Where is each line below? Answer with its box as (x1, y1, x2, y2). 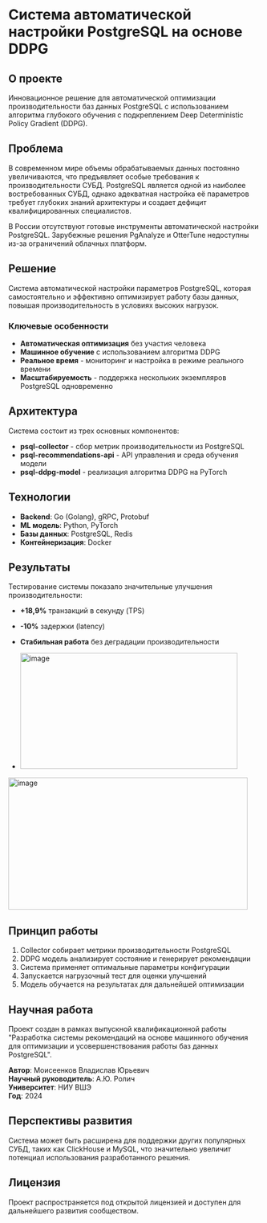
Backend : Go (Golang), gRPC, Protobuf (19, 512, 150, 522)
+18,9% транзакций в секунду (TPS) (19, 606, 145, 616)
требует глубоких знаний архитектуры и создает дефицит (8, 197, 207, 207)
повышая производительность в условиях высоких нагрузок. (8, 300, 219, 310)
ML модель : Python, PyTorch (19, 520, 119, 530)
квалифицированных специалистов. (8, 206, 132, 215)
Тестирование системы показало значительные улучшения (8, 582, 212, 591)
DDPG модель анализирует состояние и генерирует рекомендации (19, 954, 251, 963)
